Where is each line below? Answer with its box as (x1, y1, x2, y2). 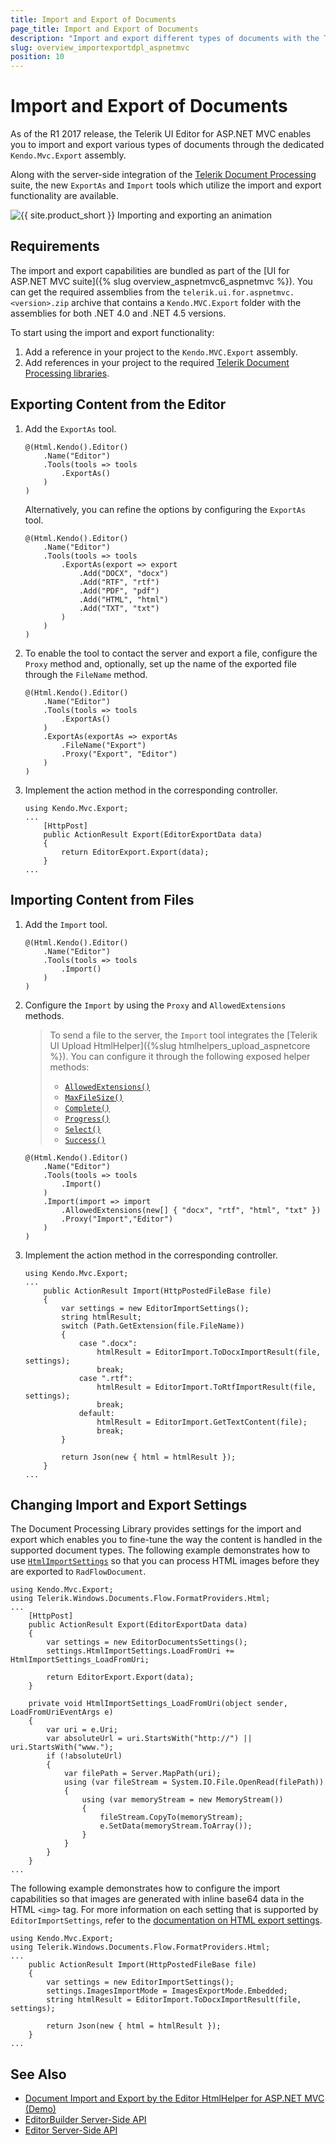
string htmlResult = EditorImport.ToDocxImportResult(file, (46, 1995, 302, 2005)
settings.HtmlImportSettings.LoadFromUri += (46, 1646, 235, 1656)
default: (78, 1408, 115, 1418)
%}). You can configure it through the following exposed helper (49, 1050, 311, 1062)
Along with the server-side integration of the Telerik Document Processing (10, 169, 317, 181)
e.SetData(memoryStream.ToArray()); (99, 1821, 253, 1831)
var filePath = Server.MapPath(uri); (63, 1769, 222, 1779)
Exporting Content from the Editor (10, 396, 227, 413)
